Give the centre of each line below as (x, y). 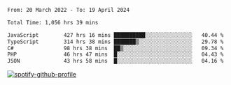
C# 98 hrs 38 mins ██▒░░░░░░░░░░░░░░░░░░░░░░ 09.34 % (115, 48)
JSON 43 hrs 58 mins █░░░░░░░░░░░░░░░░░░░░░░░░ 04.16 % (115, 61)
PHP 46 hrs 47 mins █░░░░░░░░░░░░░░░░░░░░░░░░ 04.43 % (115, 55)
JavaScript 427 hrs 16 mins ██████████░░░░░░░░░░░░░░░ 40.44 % (115, 35)
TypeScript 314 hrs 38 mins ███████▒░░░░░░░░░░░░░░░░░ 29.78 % (115, 42)
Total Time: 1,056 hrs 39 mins (53, 22)
